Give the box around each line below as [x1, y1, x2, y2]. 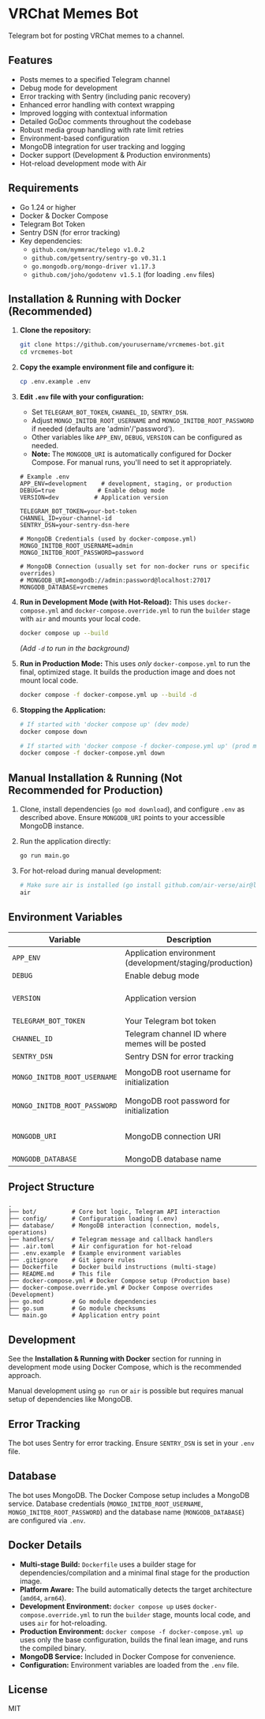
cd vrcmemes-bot [19, 348, 73, 356]
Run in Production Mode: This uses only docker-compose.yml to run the [19, 658, 251, 668]
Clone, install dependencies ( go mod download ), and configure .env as [19, 804, 245, 814]
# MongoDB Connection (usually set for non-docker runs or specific [19, 563, 250, 571]
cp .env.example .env [19, 378, 91, 386]
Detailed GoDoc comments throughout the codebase [19, 116, 192, 126]
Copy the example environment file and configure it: [19, 362, 195, 372]
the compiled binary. [19, 1643, 87, 1653]
